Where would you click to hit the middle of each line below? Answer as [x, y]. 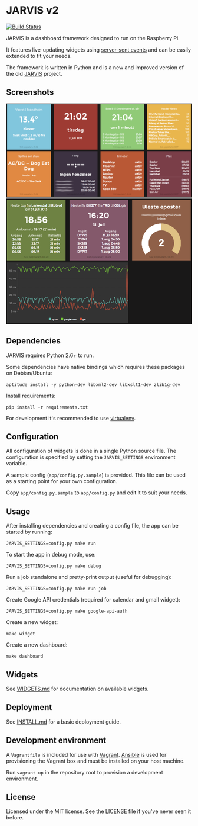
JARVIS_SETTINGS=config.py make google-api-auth [67, 611]
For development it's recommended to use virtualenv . [71, 418]
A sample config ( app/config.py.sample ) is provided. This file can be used [96, 475]
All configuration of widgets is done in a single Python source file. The [91, 451]
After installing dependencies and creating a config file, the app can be [92, 526]
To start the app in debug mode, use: [51, 555]
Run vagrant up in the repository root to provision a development [85, 772]
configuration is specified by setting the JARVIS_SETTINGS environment [91, 457]
